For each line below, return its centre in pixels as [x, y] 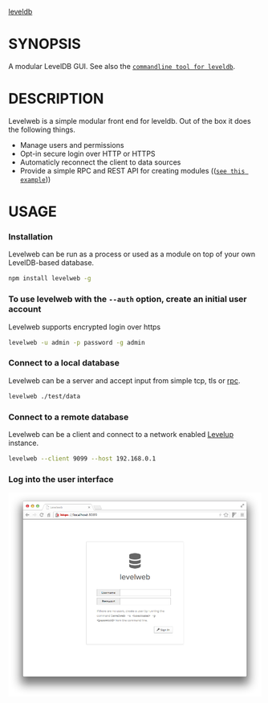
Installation [31, 236]
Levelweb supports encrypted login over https [85, 327]
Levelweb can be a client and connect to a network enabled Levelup [121, 434]
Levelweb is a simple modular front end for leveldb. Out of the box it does [130, 121]
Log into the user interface [61, 479]
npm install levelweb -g [50, 279]
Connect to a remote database [69, 417]
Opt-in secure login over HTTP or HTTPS [87, 153]
